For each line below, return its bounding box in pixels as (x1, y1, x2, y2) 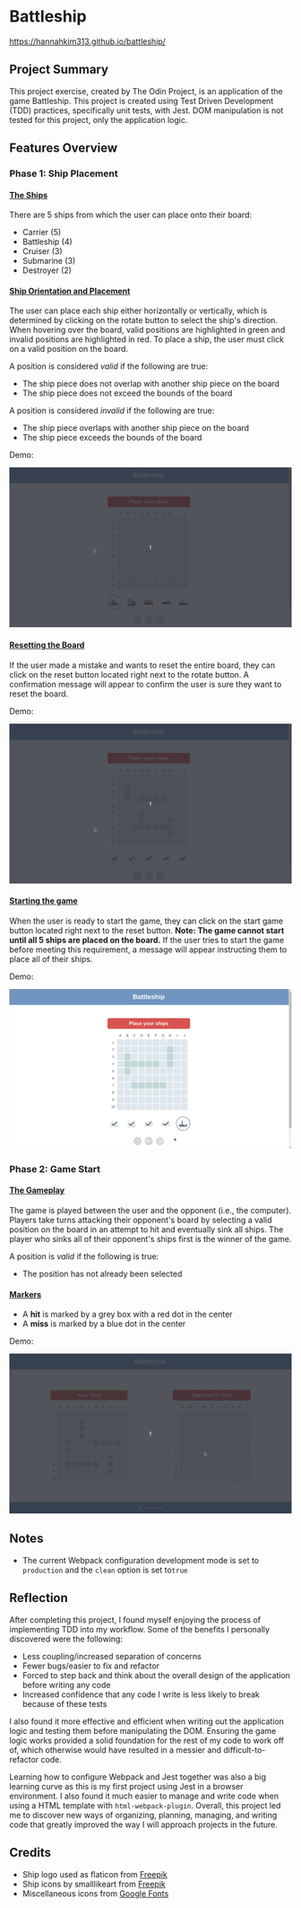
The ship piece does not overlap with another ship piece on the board (21, 379, 280, 389)
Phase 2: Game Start (9, 1162, 101, 1175)
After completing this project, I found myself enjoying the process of (9, 1614, 262, 1625)
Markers (9, 1289, 42, 1300)
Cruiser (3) (21, 246, 63, 257)
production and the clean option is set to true (21, 1564, 188, 1575)
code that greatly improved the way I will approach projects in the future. (9, 1819, 278, 1830)
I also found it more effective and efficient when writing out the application (9, 1716, 285, 1727)
